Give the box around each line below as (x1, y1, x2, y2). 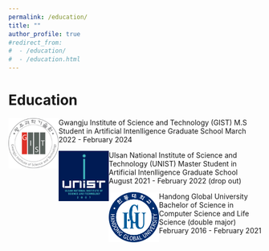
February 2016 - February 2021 (159, 225, 262, 235)
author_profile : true (8, 30, 81, 38)
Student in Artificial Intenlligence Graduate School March (59, 125, 247, 136)
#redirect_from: (8, 39, 63, 47)
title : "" (8, 21, 42, 30)
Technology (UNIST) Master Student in (108, 158, 237, 168)
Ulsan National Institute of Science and (108, 150, 238, 160)
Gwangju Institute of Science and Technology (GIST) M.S (59, 117, 247, 127)
